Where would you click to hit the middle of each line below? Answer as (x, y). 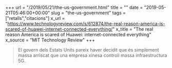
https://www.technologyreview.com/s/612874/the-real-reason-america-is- (86, 24)
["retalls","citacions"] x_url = (35, 18)
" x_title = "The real (133, 29)
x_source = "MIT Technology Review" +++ (50, 40)
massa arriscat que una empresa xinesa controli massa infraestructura (92, 55)
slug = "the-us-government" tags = (88, 13)
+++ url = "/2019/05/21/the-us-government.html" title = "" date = (74, 7)
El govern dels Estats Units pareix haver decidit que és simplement (88, 50)
